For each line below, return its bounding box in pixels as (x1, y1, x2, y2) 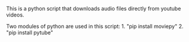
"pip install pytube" (6, 29, 54, 36)
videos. (6, 11, 24, 18)
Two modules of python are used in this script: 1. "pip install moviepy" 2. (6, 23, 184, 30)
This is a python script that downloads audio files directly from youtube (6, 5, 181, 12)
